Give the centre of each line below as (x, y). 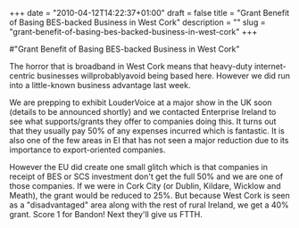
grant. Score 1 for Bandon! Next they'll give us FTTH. (106, 214)
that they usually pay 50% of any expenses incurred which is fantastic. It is (147, 131)
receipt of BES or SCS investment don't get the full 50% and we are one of (146, 176)
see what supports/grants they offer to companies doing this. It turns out (143, 121)
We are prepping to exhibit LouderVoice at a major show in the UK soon (141, 102)
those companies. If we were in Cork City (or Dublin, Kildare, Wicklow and (145, 186)
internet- (270, 66)
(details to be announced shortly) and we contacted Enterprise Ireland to (143, 112)
